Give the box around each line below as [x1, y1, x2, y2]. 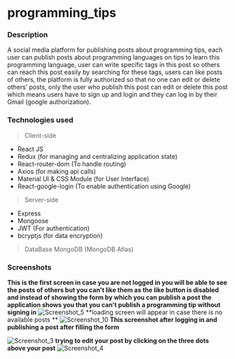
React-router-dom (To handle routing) [17, 160, 127, 168]
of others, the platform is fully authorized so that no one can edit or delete [7, 76, 220, 84]
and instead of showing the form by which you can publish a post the [7, 293, 212, 302]
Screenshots [7, 262, 52, 272]
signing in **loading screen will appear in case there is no [7, 308, 222, 316]
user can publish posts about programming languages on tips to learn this [7, 53, 220, 62]
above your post [7, 344, 56, 353]
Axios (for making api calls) [17, 167, 97, 176]
